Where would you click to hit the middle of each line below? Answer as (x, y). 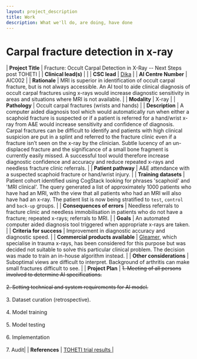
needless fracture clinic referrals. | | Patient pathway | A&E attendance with (98, 168)
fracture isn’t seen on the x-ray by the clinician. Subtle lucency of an (89, 143)
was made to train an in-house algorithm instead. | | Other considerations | (98, 256)
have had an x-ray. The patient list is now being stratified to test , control (95, 200)
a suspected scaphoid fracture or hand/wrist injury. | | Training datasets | (96, 174)
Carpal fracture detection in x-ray (90, 52)
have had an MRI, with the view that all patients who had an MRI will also (94, 193)
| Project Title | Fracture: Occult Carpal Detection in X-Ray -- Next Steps (94, 68)
